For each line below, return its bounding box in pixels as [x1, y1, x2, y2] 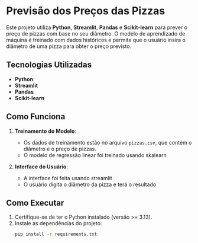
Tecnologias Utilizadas [6, 60, 92, 70]
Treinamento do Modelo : [14, 127, 77, 135]
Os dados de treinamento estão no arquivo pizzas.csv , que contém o [23, 139, 192, 146]
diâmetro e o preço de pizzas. [23, 145, 96, 152]
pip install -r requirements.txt [14, 231, 98, 238]
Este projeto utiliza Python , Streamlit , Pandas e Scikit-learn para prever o [6, 24, 188, 31]
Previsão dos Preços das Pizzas [6, 4, 165, 18]
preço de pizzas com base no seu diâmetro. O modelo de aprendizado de [6, 30, 186, 37]
